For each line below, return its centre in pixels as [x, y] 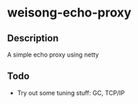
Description [33, 38]
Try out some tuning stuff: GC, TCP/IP [71, 93]
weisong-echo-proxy [69, 13]
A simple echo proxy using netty [53, 54]
